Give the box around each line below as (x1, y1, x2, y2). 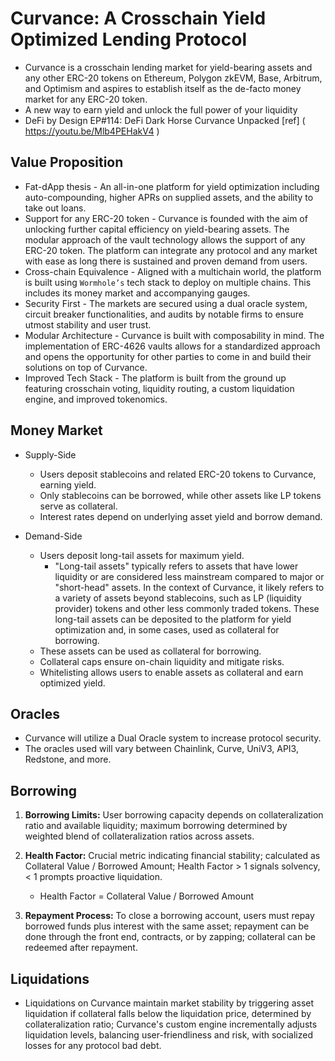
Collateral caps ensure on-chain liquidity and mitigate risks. (39, 655, 285, 667)
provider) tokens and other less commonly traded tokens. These (54, 602, 320, 614)
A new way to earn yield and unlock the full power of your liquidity (24, 103, 298, 116)
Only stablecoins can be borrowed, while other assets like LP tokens (39, 489, 322, 501)
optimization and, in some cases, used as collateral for (54, 623, 280, 636)
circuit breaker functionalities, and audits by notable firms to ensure (24, 308, 305, 320)
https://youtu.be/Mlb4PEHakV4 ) (24, 125, 160, 137)
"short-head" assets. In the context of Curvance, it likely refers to (54, 581, 325, 593)
